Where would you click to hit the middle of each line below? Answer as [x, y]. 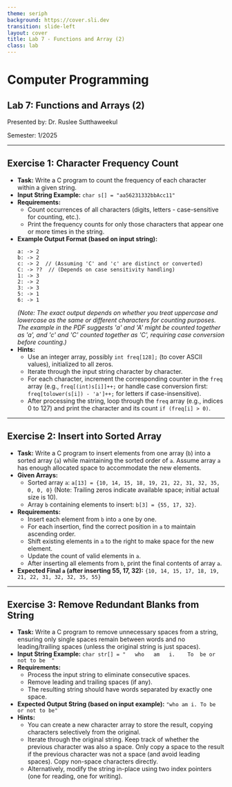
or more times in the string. [66, 231]
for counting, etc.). [54, 217]
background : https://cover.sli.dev [58, 20]
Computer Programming [78, 80]
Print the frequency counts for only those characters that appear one [125, 224]
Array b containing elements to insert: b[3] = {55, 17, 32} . [112, 504]
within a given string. [47, 187]
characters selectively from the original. [84, 732]
